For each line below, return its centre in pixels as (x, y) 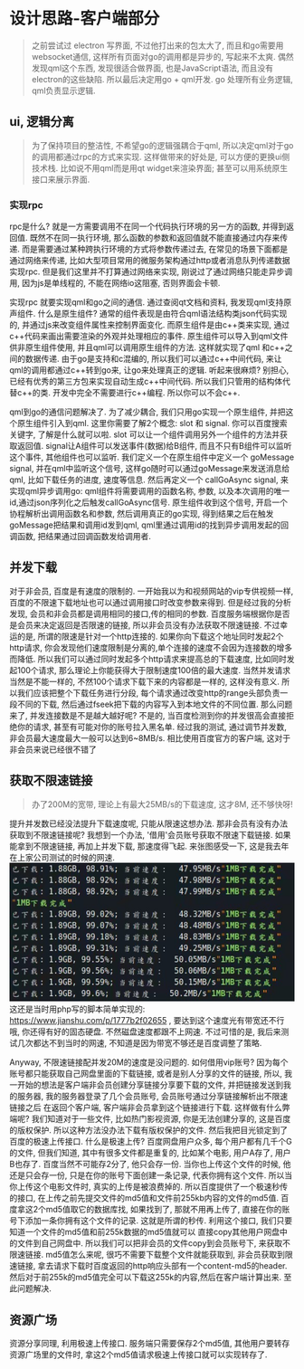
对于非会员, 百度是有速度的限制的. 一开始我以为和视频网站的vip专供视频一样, (152, 591)
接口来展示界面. (61, 179)
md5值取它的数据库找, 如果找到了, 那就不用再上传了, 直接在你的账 (168, 1210)
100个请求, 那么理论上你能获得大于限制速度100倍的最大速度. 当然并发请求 (154, 670)
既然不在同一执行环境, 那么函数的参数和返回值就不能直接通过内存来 (155, 238)
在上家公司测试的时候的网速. (62, 857)
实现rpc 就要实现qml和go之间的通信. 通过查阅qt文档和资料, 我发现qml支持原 (151, 302)
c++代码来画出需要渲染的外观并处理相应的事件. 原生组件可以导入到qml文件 (149, 337)
